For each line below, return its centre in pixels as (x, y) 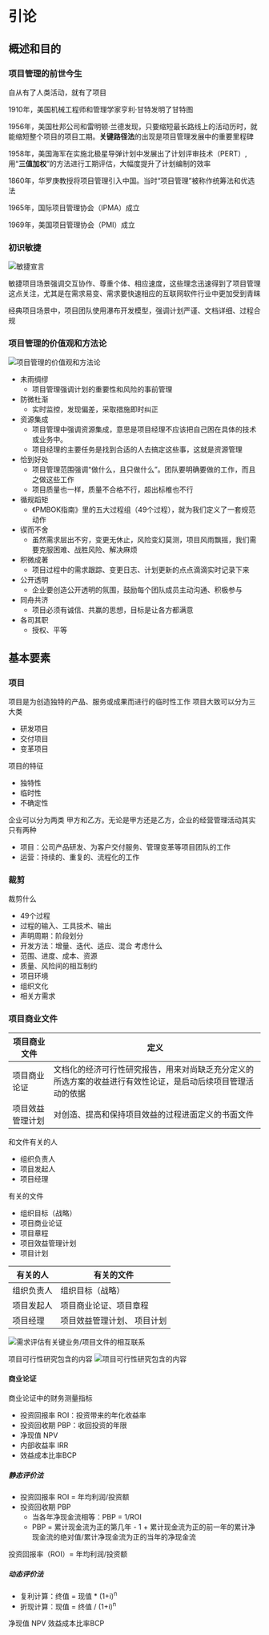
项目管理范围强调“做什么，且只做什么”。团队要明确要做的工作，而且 (144, 469)
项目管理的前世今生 (45, 73)
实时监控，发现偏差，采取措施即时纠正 (95, 409)
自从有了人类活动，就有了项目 (57, 92)
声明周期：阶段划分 (52, 936)
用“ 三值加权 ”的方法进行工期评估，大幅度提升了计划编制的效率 (110, 163)
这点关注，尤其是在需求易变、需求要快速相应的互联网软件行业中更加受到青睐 (134, 294)
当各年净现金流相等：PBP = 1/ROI (86, 1516)
